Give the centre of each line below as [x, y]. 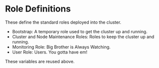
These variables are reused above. [40, 61]
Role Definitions [38, 9]
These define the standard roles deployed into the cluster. [63, 22]
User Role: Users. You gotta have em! [50, 52]
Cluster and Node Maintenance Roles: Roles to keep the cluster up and [83, 37]
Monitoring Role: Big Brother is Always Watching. [61, 47]
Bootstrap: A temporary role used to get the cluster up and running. [80, 31]
